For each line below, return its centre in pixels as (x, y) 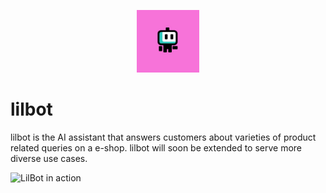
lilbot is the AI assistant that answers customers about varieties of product (163, 137)
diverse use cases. (49, 158)
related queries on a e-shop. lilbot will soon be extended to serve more (156, 147)
